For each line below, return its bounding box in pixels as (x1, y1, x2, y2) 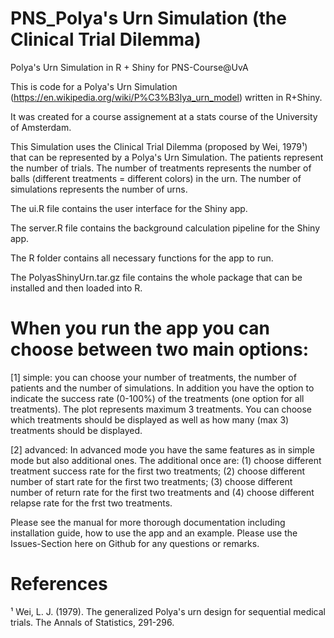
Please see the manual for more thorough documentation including (10, 516, 286, 528)
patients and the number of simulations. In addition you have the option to (10, 382, 315, 394)
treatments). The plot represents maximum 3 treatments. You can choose (10, 403, 313, 415)
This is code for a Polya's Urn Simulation (10, 80, 178, 92)
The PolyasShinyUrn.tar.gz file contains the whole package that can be (10, 271, 303, 283)
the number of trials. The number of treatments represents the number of (10, 162, 312, 174)
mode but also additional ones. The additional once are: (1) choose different (10, 454, 322, 466)
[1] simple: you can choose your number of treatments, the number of (10, 371, 297, 383)
